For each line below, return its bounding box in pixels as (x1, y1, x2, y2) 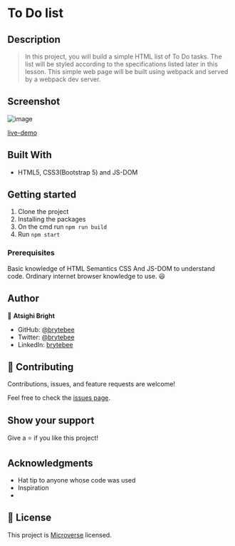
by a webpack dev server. (24, 75, 101, 83)
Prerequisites (7, 248, 55, 258)
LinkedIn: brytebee (17, 340, 73, 349)
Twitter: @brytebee (17, 333, 75, 341)
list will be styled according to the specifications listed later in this (24, 60, 219, 68)
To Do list (7, 5, 64, 21)
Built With (7, 149, 52, 161)
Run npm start (17, 230, 61, 239)
